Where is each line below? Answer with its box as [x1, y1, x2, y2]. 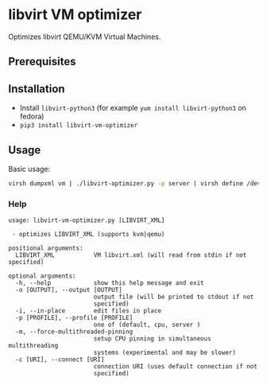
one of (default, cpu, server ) [93, 321, 201, 329]
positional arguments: [8, 244, 83, 252]
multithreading [8, 342, 59, 350]
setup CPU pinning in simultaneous [93, 335, 212, 343]
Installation [8, 82, 65, 95]
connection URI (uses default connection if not [93, 363, 258, 371]
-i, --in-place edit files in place [15, 307, 161, 315]
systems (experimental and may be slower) [93, 348, 237, 357]
